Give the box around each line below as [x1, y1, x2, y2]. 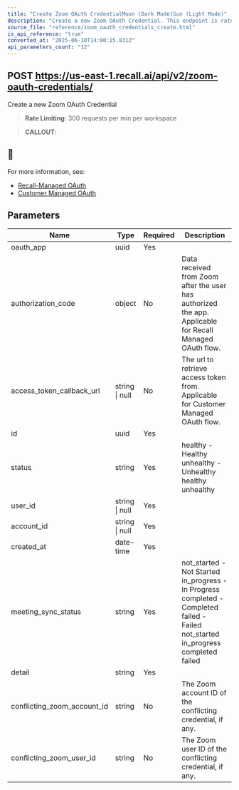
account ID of [181, 688, 227, 698]
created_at [11, 542, 47, 552]
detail [11, 667, 30, 677]
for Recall [181, 325, 213, 335]
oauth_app [11, 242, 46, 252]
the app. [181, 307, 209, 317]
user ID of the [181, 744, 228, 754]
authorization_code [11, 299, 75, 309]
